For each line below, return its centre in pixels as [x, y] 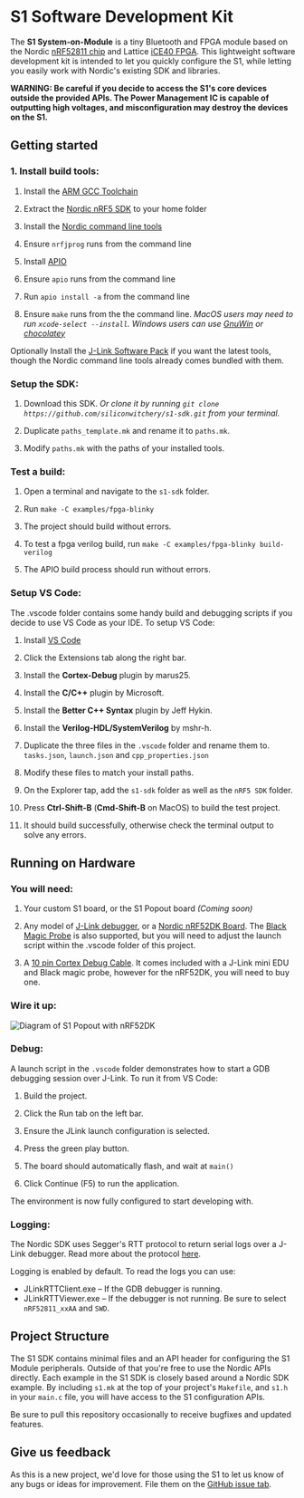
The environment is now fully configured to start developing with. [132, 1201]
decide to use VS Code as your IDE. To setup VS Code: [113, 622]
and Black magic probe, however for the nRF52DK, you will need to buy [157, 973]
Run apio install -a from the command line [107, 296]
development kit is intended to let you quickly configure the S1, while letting [151, 61]
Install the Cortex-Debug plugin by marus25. [107, 675]
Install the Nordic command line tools [93, 226]
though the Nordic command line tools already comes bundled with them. [147, 360]
